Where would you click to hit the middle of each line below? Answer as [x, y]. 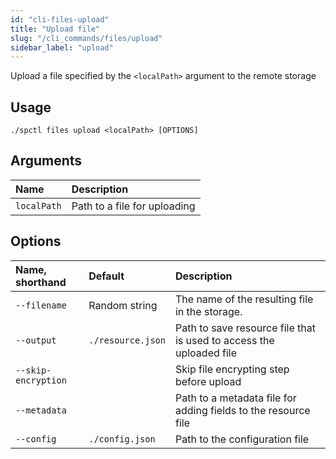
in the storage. [208, 311]
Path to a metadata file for [235, 398]
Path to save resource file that [245, 328]
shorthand [41, 282]
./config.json [122, 439]
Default [106, 276]
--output [36, 340]
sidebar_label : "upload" [62, 47]
